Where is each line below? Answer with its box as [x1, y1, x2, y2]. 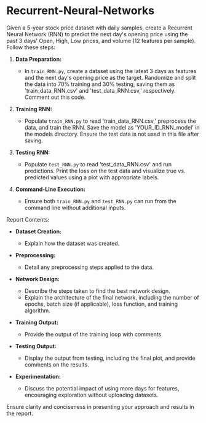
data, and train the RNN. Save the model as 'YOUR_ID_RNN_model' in [24, 123, 200, 131]
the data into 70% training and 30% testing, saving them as [24, 80, 175, 88]
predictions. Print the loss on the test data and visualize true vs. [24, 167, 186, 174]
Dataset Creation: [15, 228, 62, 235]
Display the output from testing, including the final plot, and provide [24, 354, 196, 362]
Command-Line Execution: [15, 185, 86, 193]
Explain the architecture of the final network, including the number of [24, 293, 200, 301]
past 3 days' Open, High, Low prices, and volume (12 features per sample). [6, 37, 196, 44]
